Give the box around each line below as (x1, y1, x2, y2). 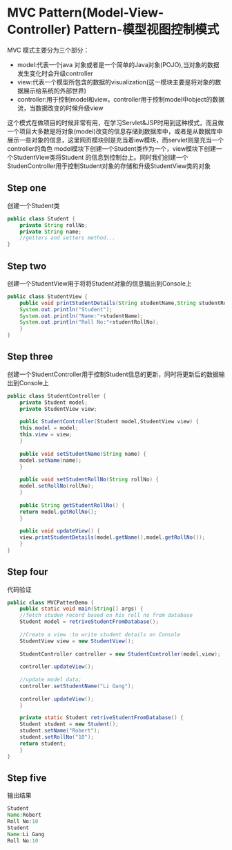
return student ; (19, 740, 67, 747)
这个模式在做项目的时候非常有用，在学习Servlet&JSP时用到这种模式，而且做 (7, 118, 224, 127)
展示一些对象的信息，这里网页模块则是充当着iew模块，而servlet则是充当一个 (7, 136, 224, 144)
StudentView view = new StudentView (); (19, 638, 135, 645)
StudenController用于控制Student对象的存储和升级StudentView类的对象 (7, 161, 211, 170)
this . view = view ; (19, 431, 72, 438)
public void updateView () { (19, 528, 100, 535)
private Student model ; (19, 399, 88, 406)
